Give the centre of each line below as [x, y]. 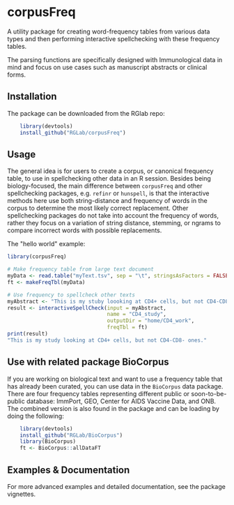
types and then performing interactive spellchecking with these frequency [114, 38]
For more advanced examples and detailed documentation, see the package [117, 486]
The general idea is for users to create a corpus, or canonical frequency [110, 171]
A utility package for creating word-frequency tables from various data [109, 31]
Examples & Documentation [69, 470]
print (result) [28, 334]
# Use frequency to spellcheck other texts [71, 295]
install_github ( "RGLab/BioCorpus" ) [71, 435]
